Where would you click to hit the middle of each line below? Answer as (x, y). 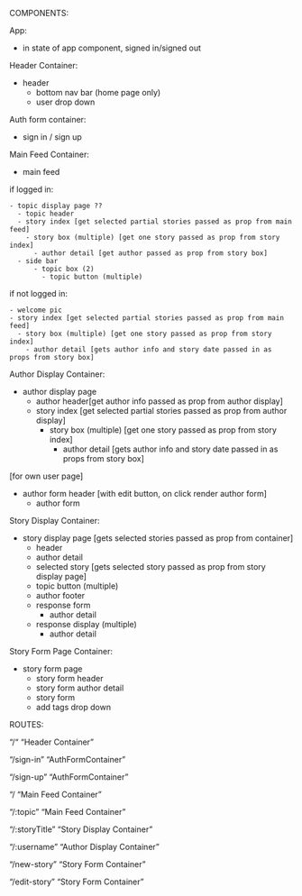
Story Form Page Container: (61, 651)
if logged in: (32, 189)
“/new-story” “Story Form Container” (78, 864)
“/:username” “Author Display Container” (84, 847)
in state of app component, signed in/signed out (111, 48)
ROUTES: (27, 724)
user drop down (65, 102)
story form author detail (80, 688)
